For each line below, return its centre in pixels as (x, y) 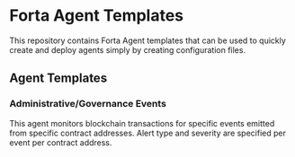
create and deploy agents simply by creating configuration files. (127, 49)
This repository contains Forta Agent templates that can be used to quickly (147, 40)
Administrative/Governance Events (88, 104)
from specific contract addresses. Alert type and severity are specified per (147, 133)
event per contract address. (61, 142)
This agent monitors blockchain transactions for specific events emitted (142, 123)
